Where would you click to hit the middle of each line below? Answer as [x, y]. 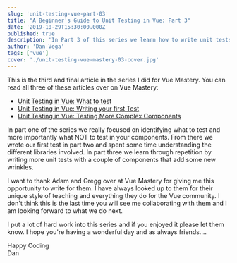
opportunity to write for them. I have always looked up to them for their [110, 188]
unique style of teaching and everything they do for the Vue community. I [114, 195]
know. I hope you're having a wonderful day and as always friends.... [107, 232]
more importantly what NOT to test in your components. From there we [110, 137]
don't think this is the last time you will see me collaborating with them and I [117, 203]
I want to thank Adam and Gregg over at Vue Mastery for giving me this [111, 181]
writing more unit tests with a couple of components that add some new [112, 159]
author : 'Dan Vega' [36, 47]
